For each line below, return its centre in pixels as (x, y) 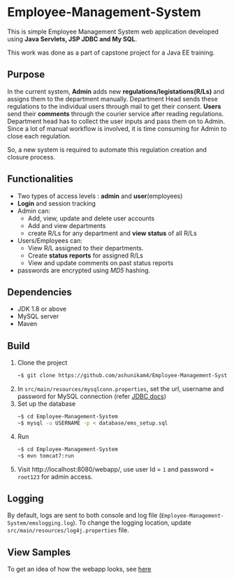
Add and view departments (67, 225)
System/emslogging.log (40, 523)
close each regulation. (39, 136)
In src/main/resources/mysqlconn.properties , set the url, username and (120, 389)
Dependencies (39, 292)
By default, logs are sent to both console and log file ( (85, 516)
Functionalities (40, 179)
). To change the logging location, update (132, 523)
